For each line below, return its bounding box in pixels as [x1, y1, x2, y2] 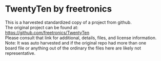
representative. [5, 50, 36, 56]
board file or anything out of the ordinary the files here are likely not [5, 45, 141, 51]
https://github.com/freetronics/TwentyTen [5, 30, 90, 35]
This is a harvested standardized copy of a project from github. [5, 19, 132, 25]
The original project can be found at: [5, 24, 79, 30]
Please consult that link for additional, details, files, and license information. [5, 35, 157, 41]
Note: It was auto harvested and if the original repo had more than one [5, 40, 146, 46]
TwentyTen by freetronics [5, 3, 112, 15]
